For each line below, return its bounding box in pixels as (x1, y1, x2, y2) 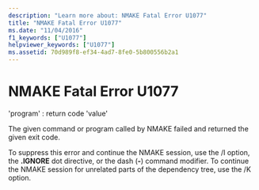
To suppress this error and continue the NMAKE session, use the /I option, (8, 147, 250, 157)
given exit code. (8, 132, 61, 142)
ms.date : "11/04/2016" (8, 26, 83, 34)
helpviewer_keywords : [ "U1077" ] (8, 41, 115, 49)
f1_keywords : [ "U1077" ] (8, 33, 87, 42)
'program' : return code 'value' (8, 108, 109, 118)
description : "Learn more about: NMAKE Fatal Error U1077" (8, 11, 208, 20)
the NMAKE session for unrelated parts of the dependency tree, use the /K (8, 164, 252, 174)
